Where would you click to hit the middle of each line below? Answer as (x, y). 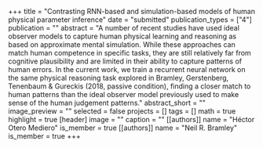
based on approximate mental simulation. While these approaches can (122, 45)
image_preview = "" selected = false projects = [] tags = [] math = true (122, 111)
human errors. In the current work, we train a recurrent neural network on (127, 69)
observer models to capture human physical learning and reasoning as (122, 36)
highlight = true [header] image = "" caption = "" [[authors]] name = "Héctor (131, 119)
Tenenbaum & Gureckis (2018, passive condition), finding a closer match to (130, 86)
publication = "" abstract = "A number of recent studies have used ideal (124, 28)
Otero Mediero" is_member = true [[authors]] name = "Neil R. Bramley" (123, 128)
